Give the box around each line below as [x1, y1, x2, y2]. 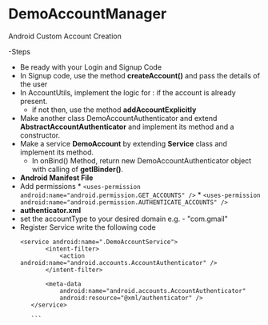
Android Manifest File [19, 173, 94, 183]
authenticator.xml [19, 205, 82, 215]
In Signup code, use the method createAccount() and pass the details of [19, 70, 260, 80]
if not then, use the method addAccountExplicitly [31, 105, 197, 114]
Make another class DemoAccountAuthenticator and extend [19, 113, 218, 122]
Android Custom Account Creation [8, 31, 122, 41]
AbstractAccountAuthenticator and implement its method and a [19, 122, 234, 131]
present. [19, 96, 48, 106]
